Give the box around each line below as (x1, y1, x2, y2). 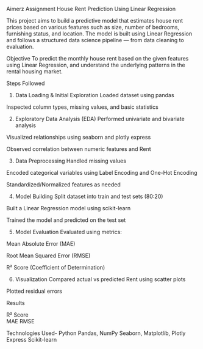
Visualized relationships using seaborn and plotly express (6, 134, 151, 141)
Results (6, 299, 26, 306)
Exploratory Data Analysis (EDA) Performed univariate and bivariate (15, 116, 185, 122)
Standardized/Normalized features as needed (6, 181, 121, 188)
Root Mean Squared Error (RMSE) (6, 252, 91, 259)
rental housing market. (6, 68, 63, 75)
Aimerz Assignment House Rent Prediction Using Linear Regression (6, 6, 176, 12)
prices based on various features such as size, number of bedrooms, (6, 24, 180, 31)
